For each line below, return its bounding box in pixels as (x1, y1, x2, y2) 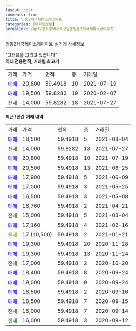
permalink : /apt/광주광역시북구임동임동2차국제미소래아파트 (5, 26, 114, 32)
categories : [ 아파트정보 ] (5, 21, 55, 27)
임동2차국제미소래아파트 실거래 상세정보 (5, 41, 85, 47)
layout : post (5, 7, 33, 13)
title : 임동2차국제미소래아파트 (5, 17, 62, 22)
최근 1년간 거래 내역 (5, 114, 44, 120)
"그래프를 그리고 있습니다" (5, 52, 58, 58)
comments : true (5, 12, 38, 17)
